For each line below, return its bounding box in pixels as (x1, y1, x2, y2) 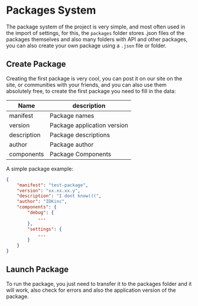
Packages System (6, 4, 96, 17)
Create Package (6, 59, 66, 69)
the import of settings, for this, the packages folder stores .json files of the (6, 29, 185, 36)
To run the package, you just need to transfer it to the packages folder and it (6, 280, 192, 287)
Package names (49, 111, 95, 120)
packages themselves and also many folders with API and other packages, (6, 36, 188, 43)
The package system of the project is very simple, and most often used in (6, 23, 186, 30)
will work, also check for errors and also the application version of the (6, 286, 176, 294)
